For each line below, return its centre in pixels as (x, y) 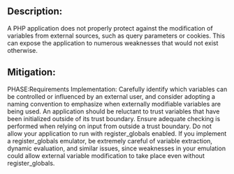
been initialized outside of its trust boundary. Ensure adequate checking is (114, 118)
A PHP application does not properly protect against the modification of (110, 28)
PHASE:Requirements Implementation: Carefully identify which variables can (117, 89)
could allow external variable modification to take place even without (106, 155)
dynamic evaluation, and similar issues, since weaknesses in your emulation (116, 148)
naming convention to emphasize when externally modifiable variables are (114, 104)
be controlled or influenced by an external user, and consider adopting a (111, 96)
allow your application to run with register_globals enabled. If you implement (117, 133)
